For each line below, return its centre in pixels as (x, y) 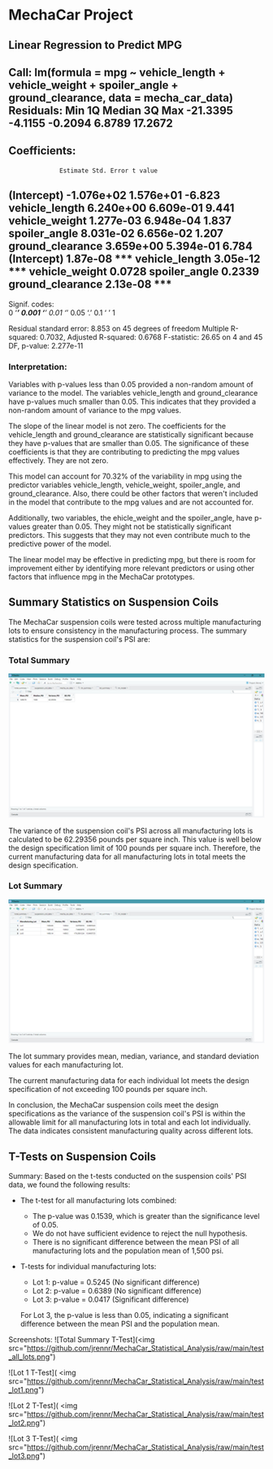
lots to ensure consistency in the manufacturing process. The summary (128, 630)
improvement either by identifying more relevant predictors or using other (131, 568)
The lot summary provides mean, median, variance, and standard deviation (134, 1056)
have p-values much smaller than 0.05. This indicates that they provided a (132, 401)
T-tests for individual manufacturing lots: (88, 1267)
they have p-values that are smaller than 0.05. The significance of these (129, 443)
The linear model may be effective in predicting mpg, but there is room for (132, 559)
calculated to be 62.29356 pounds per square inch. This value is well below (135, 839)
